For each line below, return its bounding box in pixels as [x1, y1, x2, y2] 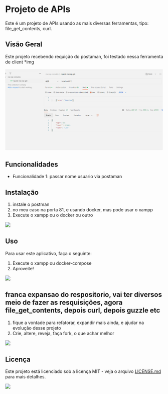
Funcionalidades [5, 160, 59, 169]
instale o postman [12, 201, 50, 207]
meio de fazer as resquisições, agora [5, 298, 123, 307]
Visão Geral [5, 40, 43, 49]
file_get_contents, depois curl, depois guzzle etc [5, 306, 160, 315]
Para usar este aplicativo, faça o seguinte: [5, 250, 92, 256]
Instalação [5, 188, 39, 197]
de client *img [5, 59, 34, 65]
